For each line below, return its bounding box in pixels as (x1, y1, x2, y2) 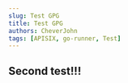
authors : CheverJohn (8, 27, 79, 35)
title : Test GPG (8, 19, 63, 27)
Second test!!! (8, 64, 82, 77)
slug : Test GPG (8, 11, 60, 20)
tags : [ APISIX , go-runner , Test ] (8, 34, 122, 43)
